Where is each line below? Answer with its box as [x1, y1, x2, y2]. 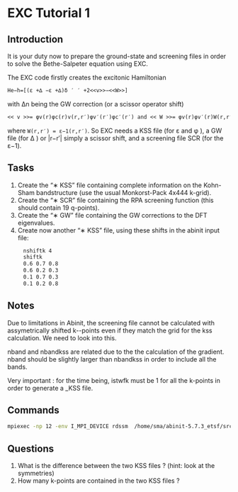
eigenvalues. [17, 218, 55, 227]
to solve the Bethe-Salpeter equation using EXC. [7, 60, 149, 68]
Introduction [7, 33, 64, 45]
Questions [7, 442, 55, 454]
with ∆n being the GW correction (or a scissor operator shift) [7, 99, 184, 108]
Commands [7, 404, 60, 416]
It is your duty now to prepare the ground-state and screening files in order [7, 52, 227, 60]
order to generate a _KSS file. [7, 384, 93, 392]
